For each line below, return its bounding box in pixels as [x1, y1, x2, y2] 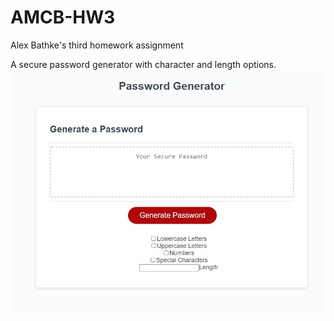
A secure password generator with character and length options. [10, 58, 277, 70]
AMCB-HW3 [10, 6, 116, 29]
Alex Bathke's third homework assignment [10, 39, 184, 51]
